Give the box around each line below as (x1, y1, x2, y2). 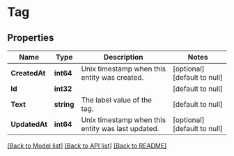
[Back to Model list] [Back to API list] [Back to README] (7, 141, 167, 150)
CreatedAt (10, 69, 46, 78)
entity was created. (81, 73, 144, 82)
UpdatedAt (10, 119, 47, 129)
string (54, 100, 75, 109)
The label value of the (81, 95, 152, 105)
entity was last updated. (81, 124, 159, 133)
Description (103, 53, 144, 62)
